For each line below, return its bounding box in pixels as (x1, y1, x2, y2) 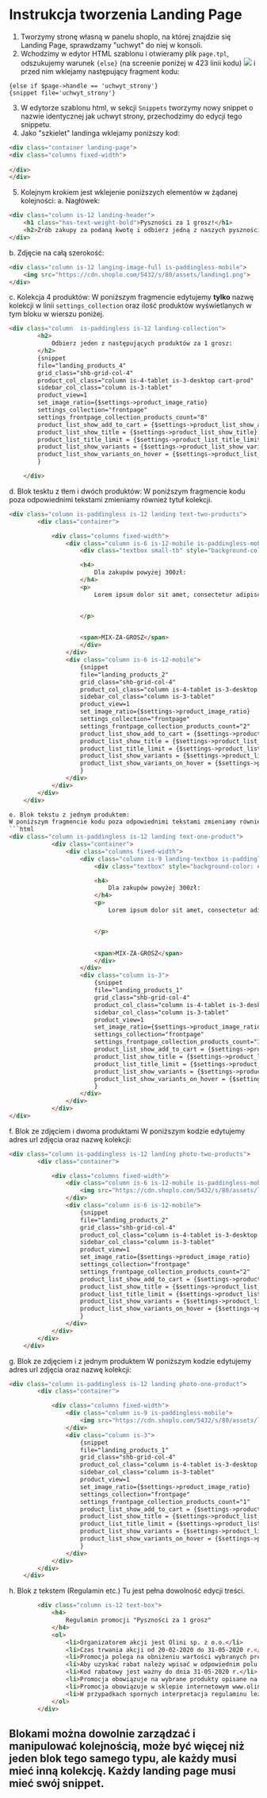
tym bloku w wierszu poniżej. (9, 309, 105, 319)
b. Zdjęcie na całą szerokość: (9, 248, 105, 258)
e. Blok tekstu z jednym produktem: (9, 811, 130, 819)
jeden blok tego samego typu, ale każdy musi (9, 1751, 237, 1765)
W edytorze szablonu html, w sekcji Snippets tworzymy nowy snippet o (20, 103, 254, 112)
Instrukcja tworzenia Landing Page (9, 6, 242, 24)
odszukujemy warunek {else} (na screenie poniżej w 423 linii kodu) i (20, 58, 256, 68)
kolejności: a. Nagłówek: (20, 196, 101, 206)
